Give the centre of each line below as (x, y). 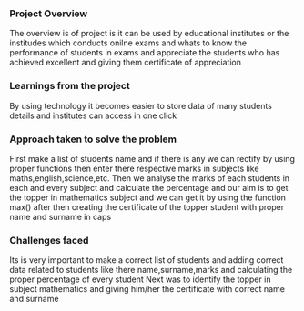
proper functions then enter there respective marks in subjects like (134, 168)
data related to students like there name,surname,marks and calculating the (151, 270)
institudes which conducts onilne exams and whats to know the (128, 43)
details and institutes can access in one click (93, 115)
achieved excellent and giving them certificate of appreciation (125, 63)
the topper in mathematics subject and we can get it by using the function (148, 197)
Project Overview (49, 14)
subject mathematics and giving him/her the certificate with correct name (147, 289)
